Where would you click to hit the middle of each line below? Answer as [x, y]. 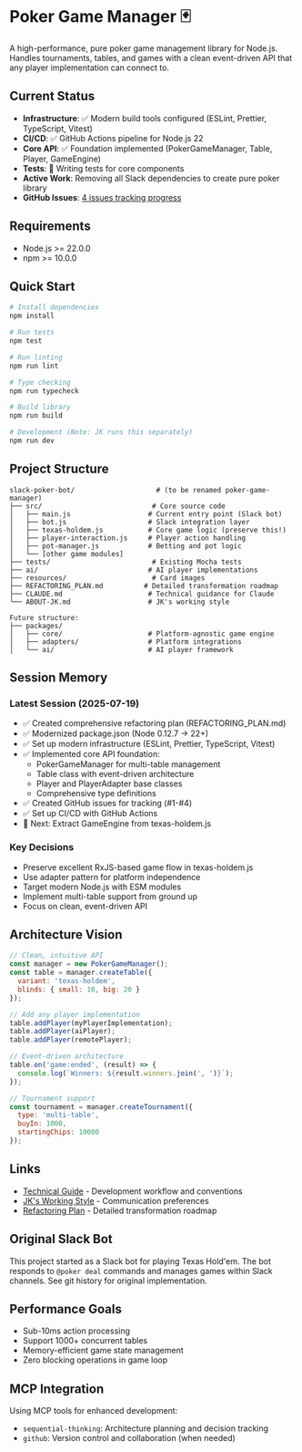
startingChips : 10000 [59, 1132]
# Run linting [36, 357]
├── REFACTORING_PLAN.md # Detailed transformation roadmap [144, 586]
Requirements [50, 227]
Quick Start [42, 286]
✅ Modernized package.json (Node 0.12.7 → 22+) [116, 733]
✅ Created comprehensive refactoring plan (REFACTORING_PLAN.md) [154, 723]
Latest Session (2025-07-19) [75, 704]
